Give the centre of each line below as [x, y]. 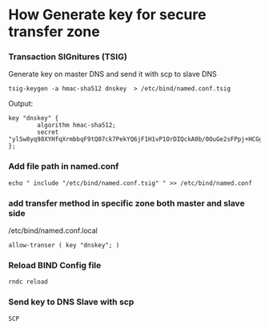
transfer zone [54, 32]
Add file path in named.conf [64, 167]
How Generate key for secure [107, 15]
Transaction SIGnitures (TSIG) [68, 57]
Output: [21, 104]
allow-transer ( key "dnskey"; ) [64, 246]
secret [48, 132]
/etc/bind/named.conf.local [53, 231]
